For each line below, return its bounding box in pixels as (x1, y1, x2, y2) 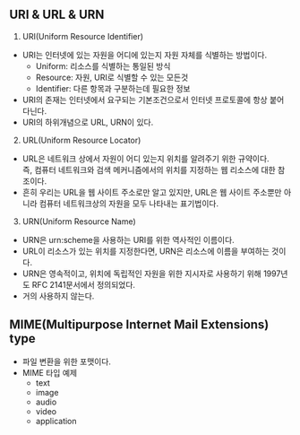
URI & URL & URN (9, 7, 105, 22)
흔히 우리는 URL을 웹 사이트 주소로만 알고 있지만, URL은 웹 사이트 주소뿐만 (21, 187, 282, 197)
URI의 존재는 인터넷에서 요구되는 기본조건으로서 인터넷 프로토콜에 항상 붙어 (21, 94, 285, 105)
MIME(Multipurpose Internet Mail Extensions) (9, 318, 270, 333)
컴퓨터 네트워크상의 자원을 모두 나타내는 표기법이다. (39, 197, 219, 209)
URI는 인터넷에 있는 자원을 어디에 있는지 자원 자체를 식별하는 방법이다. (21, 49, 267, 60)
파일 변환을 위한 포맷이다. (21, 356, 112, 367)
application (35, 415, 78, 426)
